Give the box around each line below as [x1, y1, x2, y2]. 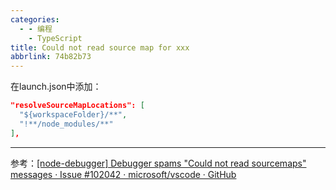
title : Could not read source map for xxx [10, 42, 190, 53]
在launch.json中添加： [10, 81, 102, 93]
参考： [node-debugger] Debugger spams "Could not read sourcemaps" [10, 157, 307, 169]
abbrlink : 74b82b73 [10, 52, 92, 62]
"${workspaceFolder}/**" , [19, 110, 128, 120]
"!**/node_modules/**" [19, 119, 114, 129]
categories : [10, 14, 60, 25]
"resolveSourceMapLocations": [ [10, 101, 145, 111]
